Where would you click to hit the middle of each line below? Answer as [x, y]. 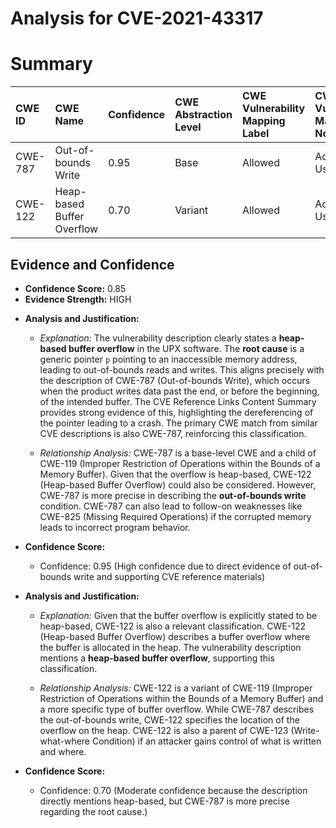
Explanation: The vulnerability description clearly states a [158, 338]
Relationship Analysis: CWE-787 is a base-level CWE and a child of [178, 453]
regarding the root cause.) [93, 811]
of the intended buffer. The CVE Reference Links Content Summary [178, 401]
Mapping [263, 121]
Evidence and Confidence [92, 264]
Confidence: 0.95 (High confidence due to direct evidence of [165, 566]
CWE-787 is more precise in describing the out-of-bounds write [173, 495]
